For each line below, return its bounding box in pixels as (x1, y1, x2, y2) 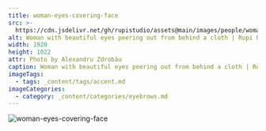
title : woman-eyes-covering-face (8, 11, 119, 20)
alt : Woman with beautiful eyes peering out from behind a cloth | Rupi (8, 33, 253, 42)
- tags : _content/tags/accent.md (15, 77, 126, 85)
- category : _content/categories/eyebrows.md (15, 92, 169, 100)
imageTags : (8, 70, 44, 78)
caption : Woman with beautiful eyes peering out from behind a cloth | (8, 63, 249, 71)
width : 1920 (8, 41, 47, 49)
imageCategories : (8, 84, 66, 93)
